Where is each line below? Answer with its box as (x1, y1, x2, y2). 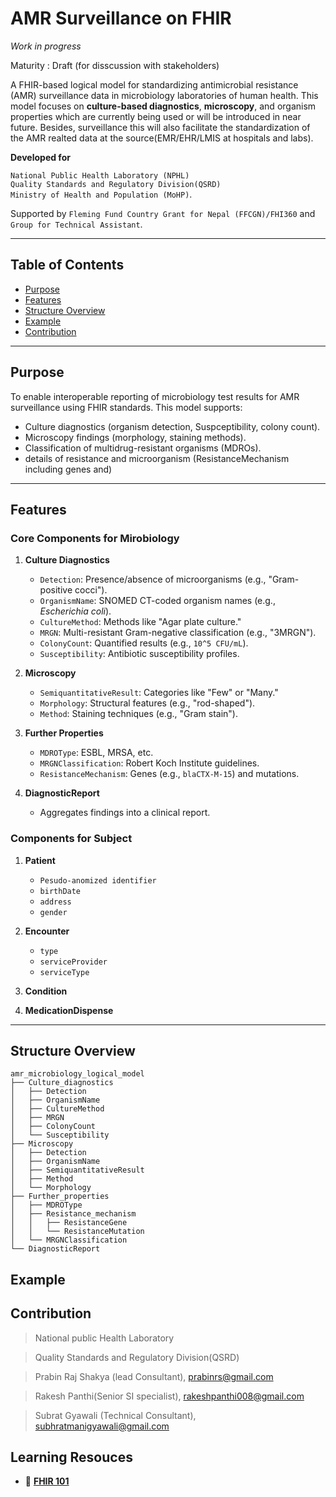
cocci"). (74, 584, 108, 596)
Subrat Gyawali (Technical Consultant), (34, 1409, 197, 1421)
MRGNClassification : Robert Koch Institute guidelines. (39, 757, 260, 769)
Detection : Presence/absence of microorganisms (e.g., (39, 573, 267, 586)
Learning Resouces (10, 1448, 133, 1466)
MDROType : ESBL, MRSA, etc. (39, 747, 154, 759)
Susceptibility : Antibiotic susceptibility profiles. (39, 648, 240, 660)
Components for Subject (10, 832, 133, 846)
